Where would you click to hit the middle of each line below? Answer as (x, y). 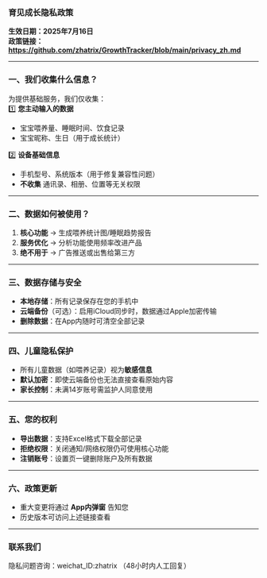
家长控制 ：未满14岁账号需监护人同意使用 (86, 390)
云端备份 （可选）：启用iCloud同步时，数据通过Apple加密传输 (118, 311)
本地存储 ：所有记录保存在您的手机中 (79, 301)
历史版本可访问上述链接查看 (65, 517)
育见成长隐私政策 (41, 12)
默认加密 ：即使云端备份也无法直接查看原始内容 (96, 380)
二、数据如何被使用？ (49, 214)
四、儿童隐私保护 (41, 351)
